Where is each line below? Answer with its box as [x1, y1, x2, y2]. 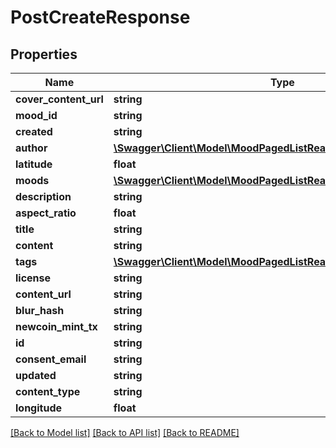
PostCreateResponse [10, 6, 191, 29]
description [15, 190, 72, 203]
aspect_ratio [15, 206, 77, 220]
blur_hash [15, 304, 65, 317]
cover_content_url [15, 92, 104, 106]
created [15, 125, 53, 138]
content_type [15, 385, 81, 398]
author [15, 141, 48, 155]
